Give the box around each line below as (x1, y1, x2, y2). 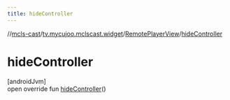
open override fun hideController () (7, 85, 106, 93)
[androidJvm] (7, 77, 47, 85)
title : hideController (7, 10, 73, 17)
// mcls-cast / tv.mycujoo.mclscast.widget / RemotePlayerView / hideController (7, 29, 222, 38)
